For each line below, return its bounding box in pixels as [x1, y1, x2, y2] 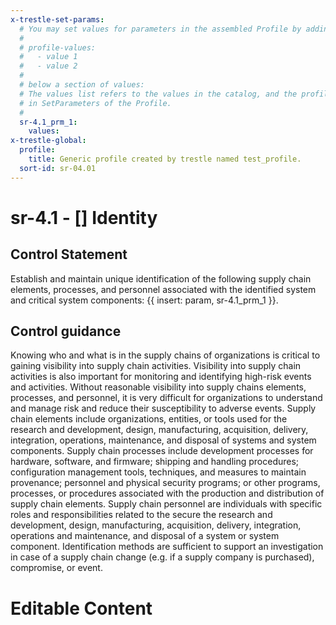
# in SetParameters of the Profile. [19, 98, 172, 108]
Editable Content [10, 597, 153, 620]
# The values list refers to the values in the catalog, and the [19, 89, 298, 99]
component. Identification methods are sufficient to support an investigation [10, 541, 324, 553]
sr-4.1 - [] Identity [10, 206, 158, 229]
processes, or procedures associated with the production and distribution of [10, 487, 325, 500]
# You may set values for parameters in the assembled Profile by [19, 24, 302, 34]
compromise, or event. [10, 562, 103, 574]
